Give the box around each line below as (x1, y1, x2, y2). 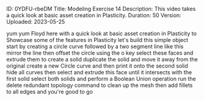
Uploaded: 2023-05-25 (6, 18, 65, 25)
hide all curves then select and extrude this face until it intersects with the (6, 69, 192, 75)
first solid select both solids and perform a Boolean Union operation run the (6, 75, 197, 82)
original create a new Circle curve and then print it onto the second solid (6, 62, 188, 69)
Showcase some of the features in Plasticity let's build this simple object (6, 37, 188, 43)
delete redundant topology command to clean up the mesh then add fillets (6, 82, 193, 89)
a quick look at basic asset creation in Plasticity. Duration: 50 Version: (6, 12, 181, 19)
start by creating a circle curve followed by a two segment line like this (6, 43, 184, 50)
